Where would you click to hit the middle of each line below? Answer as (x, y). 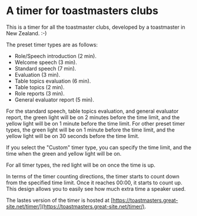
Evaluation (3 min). (37, 75)
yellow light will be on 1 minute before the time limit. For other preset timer (96, 123)
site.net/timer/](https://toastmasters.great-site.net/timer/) (76, 206)
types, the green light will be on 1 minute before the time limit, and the (91, 130)
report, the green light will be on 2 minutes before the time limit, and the (93, 117)
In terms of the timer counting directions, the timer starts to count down (93, 176)
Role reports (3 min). (39, 93)
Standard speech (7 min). (45, 68)
